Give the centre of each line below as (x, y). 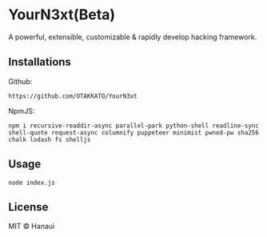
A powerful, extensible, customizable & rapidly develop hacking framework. (133, 37)
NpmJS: (22, 110)
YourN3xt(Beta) (62, 15)
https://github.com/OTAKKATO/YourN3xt (73, 96)
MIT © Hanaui (32, 227)
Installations (40, 62)
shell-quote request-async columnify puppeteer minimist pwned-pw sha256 (134, 133)
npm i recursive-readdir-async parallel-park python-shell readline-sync (134, 126)
